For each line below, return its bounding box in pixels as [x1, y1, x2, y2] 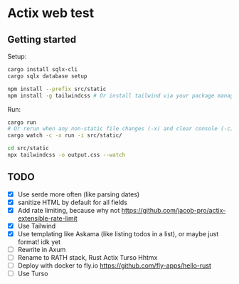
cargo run [7, 119, 37, 126]
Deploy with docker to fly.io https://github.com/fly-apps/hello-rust [17, 261, 212, 270]
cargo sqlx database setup [7, 73, 87, 80]
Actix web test [7, 5, 95, 21]
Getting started [7, 33, 77, 46]
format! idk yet [17, 238, 61, 246]
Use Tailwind [17, 221, 56, 230]
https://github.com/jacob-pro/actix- [121, 206, 226, 214]
